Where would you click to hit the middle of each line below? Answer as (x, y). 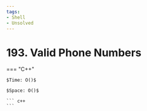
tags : (13, 12)
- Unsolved (20, 23)
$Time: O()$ (21, 80)
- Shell (16, 17)
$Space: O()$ (23, 91)
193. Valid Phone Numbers (74, 52)
